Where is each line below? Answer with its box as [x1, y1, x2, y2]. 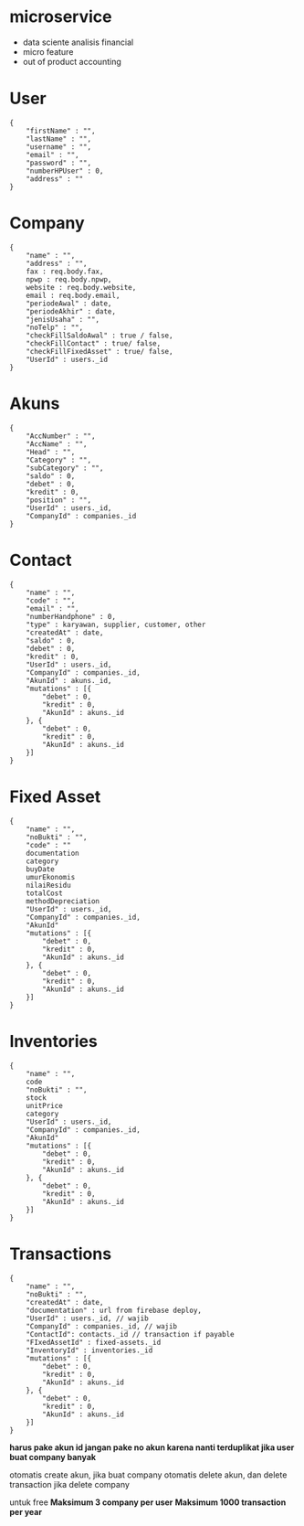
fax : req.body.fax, [26, 267, 104, 276]
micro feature [22, 46, 74, 57]
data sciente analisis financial [22, 37, 134, 48]
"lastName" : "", [26, 134, 92, 144]
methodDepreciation [26, 896, 100, 906]
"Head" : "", [26, 447, 76, 456]
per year [9, 1506, 43, 1517]
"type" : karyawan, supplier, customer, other [26, 620, 206, 629]
